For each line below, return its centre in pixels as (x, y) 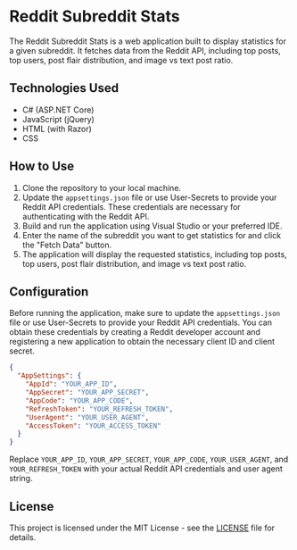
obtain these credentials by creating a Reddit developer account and (135, 332)
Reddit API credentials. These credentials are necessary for (131, 206)
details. (23, 537)
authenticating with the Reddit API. (86, 216)
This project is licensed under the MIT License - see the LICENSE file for (142, 528)
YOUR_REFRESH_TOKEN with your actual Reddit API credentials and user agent (146, 469)
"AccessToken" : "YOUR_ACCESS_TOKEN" (94, 426)
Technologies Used (64, 88)
